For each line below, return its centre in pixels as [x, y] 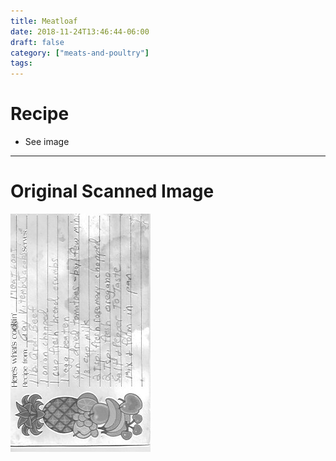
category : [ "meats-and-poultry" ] [80, 53]
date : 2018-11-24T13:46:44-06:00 [80, 31]
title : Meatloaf [44, 21]
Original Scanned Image [112, 191]
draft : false [37, 42]
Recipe [40, 114]
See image [47, 142]
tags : [21, 63]
